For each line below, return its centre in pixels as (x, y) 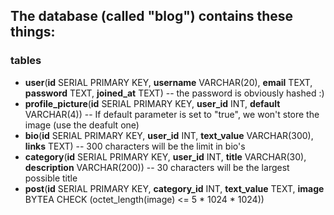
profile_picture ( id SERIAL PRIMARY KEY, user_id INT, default (152, 103)
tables (26, 61)
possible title (51, 178)
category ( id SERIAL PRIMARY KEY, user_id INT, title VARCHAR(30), (165, 156)
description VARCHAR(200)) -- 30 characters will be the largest (157, 167)
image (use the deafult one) (82, 125)
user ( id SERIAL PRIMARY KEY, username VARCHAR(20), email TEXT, (168, 82)
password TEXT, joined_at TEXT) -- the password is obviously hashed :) (174, 93)
